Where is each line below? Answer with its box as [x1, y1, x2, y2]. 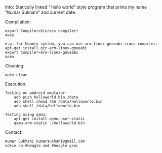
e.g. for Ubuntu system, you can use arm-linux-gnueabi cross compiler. [5, 41, 158, 46]
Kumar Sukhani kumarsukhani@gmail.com [5, 139, 85, 144]
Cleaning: [5, 63, 25, 68]
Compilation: [5, 19, 31, 25]
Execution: [5, 81, 27, 87]
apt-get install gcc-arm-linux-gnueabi [5, 46, 87, 51]
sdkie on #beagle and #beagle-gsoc [5, 143, 79, 148]
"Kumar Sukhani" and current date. [5, 9, 77, 15]
